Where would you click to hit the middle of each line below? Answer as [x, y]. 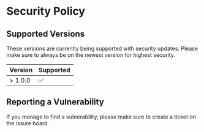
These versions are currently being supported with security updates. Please [102, 48]
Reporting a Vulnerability [55, 102]
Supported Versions [45, 34]
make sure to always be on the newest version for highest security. [91, 55]
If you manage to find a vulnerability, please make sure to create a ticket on [101, 117]
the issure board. [28, 123]
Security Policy [46, 11]
